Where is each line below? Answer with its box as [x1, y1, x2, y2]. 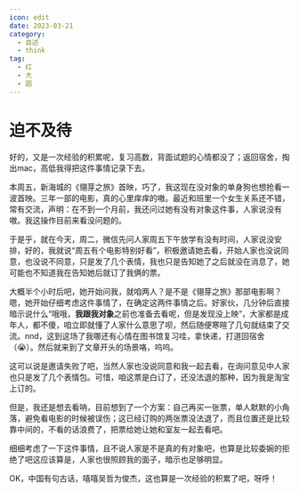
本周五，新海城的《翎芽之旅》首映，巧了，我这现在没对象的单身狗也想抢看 [9, 181, 282, 192]
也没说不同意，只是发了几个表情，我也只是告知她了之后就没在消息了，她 [24, 255, 290, 267]
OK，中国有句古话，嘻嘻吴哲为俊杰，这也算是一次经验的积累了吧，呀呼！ [9, 472, 279, 483]
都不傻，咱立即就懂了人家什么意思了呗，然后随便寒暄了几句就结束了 [32, 319, 282, 330]
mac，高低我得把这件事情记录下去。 [16, 162, 150, 173]
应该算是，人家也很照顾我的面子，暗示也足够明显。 [39, 454, 228, 464]
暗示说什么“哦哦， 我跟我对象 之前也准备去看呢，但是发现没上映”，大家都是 [9, 308, 282, 319]
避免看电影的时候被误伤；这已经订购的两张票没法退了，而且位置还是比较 [24, 413, 290, 423]
